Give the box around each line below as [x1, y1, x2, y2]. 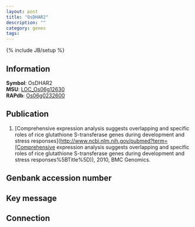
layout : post [6, 8, 38, 15]
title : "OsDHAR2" [6, 14, 49, 20]
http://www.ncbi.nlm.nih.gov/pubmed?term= [60, 137, 168, 144]
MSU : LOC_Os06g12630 [6, 85, 65, 93]
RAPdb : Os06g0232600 [6, 92, 65, 99]
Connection [6, 213, 50, 223]
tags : [6, 31, 19, 37]
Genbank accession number [6, 173, 112, 183]
